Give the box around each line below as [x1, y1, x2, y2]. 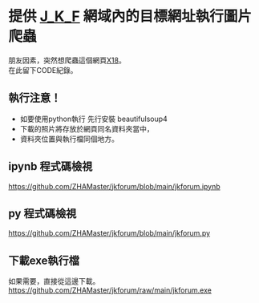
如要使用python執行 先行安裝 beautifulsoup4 [19, 114, 168, 123]
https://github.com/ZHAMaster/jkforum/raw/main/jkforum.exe [8, 285, 212, 295]
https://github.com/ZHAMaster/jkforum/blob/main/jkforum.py [8, 228, 211, 238]
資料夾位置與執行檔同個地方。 [19, 134, 119, 143]
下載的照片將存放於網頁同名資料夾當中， [19, 123, 154, 133]
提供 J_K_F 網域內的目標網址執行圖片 [8, 7, 253, 26]
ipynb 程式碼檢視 [8, 160, 93, 173]
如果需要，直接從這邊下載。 [8, 277, 100, 286]
